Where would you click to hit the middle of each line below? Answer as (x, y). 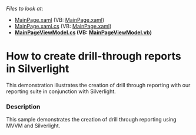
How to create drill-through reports (94, 56)
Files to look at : (25, 9)
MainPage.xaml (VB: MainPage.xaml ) (59, 20)
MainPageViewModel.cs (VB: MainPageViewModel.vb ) (83, 32)
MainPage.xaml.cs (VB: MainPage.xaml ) (63, 26)
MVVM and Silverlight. (33, 126)
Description (23, 107)
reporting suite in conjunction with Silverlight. (61, 91)
